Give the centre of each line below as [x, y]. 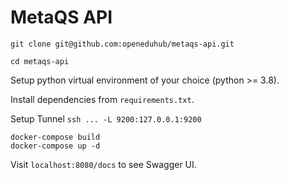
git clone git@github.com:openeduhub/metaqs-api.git [122, 44]
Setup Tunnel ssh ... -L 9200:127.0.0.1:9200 [106, 118]
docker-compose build [55, 137]
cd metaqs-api [40, 61]
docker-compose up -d [55, 146]
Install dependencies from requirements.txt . [102, 99]
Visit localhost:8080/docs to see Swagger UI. [103, 164]
